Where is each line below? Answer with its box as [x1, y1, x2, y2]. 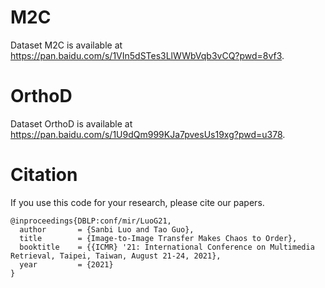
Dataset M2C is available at [10, 39, 123, 51]
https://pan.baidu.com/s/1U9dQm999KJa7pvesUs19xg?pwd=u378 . [10, 128, 286, 140]
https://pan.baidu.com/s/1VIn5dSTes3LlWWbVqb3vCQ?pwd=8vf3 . [10, 49, 285, 61]
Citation [10, 164, 78, 186]
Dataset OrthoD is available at [10, 117, 133, 130]
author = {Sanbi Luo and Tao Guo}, [19, 224, 195, 235]
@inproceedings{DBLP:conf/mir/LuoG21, [10, 216, 172, 226]
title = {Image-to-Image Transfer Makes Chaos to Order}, [19, 233, 298, 243]
